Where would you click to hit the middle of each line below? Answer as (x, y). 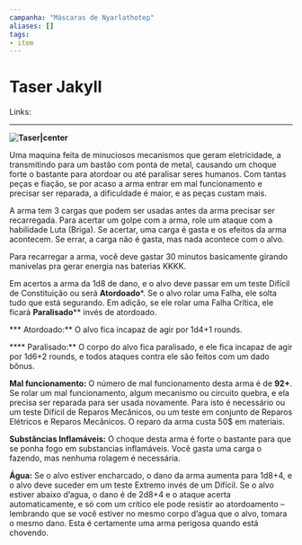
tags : (19, 34)
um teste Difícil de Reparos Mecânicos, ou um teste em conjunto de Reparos (151, 412)
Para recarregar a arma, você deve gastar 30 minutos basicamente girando (149, 257)
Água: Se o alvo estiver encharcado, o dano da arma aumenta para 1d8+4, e (151, 476)
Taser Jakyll (56, 87)
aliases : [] (31, 26)
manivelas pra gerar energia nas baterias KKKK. (98, 267)
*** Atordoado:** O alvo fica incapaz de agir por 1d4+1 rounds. (126, 330)
